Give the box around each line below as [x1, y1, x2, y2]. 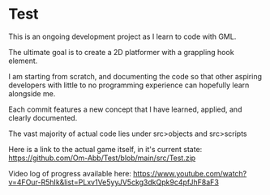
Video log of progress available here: [8, 168, 132, 178]
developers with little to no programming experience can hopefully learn [8, 80, 250, 90]
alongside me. [8, 88, 56, 98]
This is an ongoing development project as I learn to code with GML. [8, 32, 237, 41]
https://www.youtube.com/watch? [133, 168, 247, 178]
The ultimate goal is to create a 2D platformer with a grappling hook [8, 47, 234, 57]
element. [8, 56, 38, 66]
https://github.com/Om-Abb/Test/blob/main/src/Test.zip [8, 153, 196, 163]
